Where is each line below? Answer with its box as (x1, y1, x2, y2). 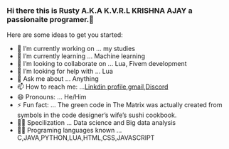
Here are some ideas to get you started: (6, 31, 124, 39)
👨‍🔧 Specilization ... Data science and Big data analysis (16, 118, 176, 127)
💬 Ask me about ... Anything (16, 74, 99, 83)
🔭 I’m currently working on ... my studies (16, 45, 136, 53)
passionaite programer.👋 (6, 14, 94, 24)
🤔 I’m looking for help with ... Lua (16, 67, 113, 76)
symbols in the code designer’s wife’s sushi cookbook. (16, 111, 177, 119)
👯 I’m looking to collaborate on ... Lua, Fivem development (16, 60, 187, 68)
